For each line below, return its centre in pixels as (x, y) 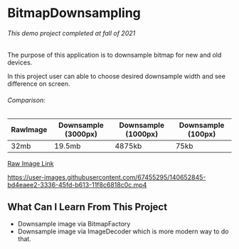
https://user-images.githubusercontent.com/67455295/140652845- (107, 177)
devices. (20, 62)
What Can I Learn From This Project (87, 207)
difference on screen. (39, 84)
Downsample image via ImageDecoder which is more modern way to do (123, 231)
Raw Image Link (31, 163)
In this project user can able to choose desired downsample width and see (117, 77)
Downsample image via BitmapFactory (74, 224)
